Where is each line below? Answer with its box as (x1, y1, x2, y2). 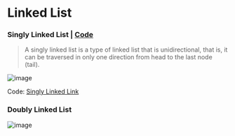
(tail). (24, 61, 40, 69)
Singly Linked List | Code (7, 30, 93, 40)
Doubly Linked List (7, 105, 72, 114)
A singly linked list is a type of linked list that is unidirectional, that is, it (24, 45, 228, 54)
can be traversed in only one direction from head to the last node (24, 53, 213, 61)
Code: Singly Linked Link (7, 87, 79, 96)
